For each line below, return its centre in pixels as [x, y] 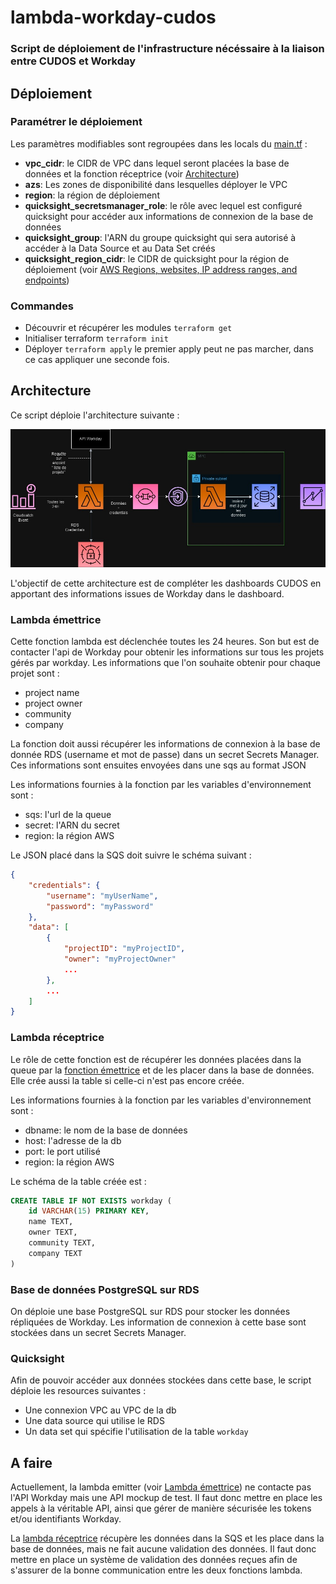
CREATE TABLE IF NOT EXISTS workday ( [91, 1201]
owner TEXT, [53, 1232]
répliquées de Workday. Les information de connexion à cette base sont [158, 1322]
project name [52, 693]
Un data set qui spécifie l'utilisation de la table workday [136, 1432]
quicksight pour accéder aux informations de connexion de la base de [169, 216]
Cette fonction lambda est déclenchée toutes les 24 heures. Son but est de [165, 642]
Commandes [42, 306]
